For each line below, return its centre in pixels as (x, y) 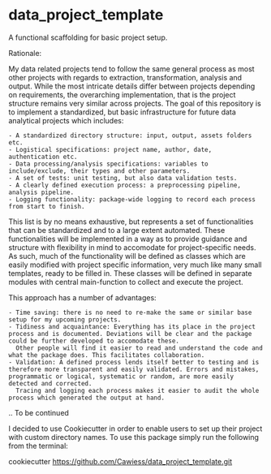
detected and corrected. (50, 383)
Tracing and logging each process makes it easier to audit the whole (138, 390)
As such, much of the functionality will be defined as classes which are (127, 256)
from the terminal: (39, 446)
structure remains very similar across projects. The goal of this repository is (135, 103)
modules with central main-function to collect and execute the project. (126, 282)
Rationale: (25, 53)
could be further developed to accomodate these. (94, 341)
